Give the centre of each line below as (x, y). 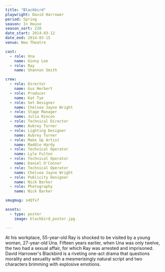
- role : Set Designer (32, 103)
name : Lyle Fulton (33, 154)
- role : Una (22, 56)
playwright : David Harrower (35, 15)
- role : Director (28, 84)
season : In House (23, 24)
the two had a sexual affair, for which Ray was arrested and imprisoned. (79, 248)
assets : (13, 209)
